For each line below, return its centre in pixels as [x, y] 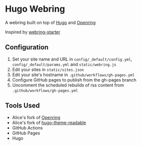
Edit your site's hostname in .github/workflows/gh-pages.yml [73, 75]
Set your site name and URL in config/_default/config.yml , [72, 59]
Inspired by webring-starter [33, 32]
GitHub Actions [27, 127]
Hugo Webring [35, 9]
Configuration [27, 47]
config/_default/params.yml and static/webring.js [64, 64]
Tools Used [22, 106]
